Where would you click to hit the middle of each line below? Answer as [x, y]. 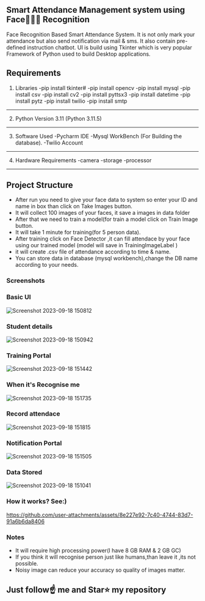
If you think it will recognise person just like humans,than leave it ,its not [106, 557]
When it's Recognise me [43, 385]
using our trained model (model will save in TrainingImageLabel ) [96, 245]
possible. [27, 564]
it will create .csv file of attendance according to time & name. [93, 252]
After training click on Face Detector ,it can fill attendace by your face [103, 239]
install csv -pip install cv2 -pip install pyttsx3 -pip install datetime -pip [103, 94]
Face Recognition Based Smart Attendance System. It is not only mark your [101, 34]
